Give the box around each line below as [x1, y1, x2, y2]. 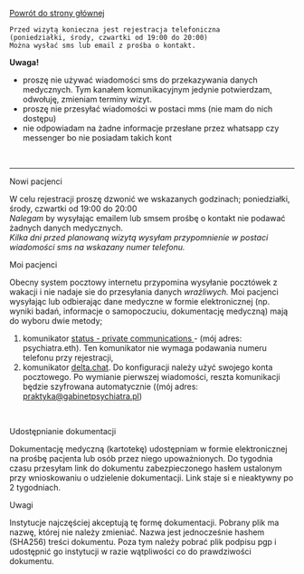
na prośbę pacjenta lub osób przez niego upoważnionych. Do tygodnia [9, 453, 273, 463]
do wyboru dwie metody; [9, 316, 103, 326]
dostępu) [22, 113, 57, 123]
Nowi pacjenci [9, 176, 63, 187]
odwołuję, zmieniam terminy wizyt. [22, 94, 152, 104]
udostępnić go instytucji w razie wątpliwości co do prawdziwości [9, 546, 252, 557]
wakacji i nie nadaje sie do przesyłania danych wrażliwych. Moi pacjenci [9, 287, 279, 297]
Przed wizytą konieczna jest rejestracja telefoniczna [9, 25, 221, 34]
